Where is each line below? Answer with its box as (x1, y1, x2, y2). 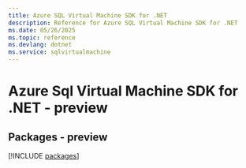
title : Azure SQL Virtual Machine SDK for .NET (8, 11, 168, 20)
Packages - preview (8, 130, 108, 144)
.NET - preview (8, 99, 108, 117)
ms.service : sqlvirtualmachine (8, 48, 111, 56)
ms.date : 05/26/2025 (8, 26, 76, 34)
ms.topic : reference (8, 33, 76, 42)
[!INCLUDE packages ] (8, 151, 80, 160)
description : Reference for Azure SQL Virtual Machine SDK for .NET (8, 19, 238, 27)
